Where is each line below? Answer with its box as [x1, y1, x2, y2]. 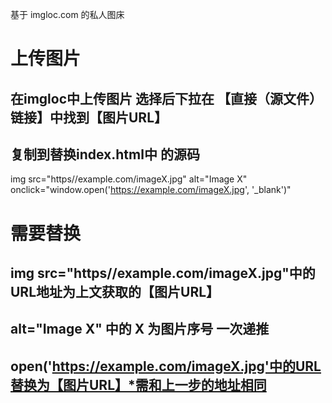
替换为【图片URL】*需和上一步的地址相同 [10, 376, 267, 393]
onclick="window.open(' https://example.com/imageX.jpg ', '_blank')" [10, 184, 292, 196]
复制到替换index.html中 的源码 [10, 146, 200, 163]
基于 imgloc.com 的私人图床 [10, 9, 125, 20]
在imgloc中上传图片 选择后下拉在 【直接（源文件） [10, 90, 323, 107]
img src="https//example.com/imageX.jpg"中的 [10, 264, 316, 282]
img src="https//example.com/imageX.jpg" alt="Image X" [10, 173, 248, 185]
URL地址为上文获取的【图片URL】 [10, 283, 220, 300]
